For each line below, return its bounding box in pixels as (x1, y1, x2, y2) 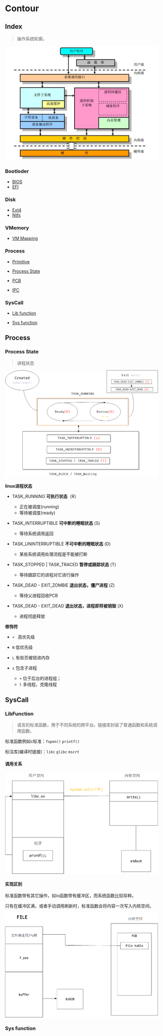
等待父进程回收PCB (19, 592, 58, 598)
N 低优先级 (12, 644, 33, 650)
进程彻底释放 (19, 613, 45, 619)
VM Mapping (12, 236, 38, 241)
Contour (5, 3, 39, 14)
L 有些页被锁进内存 (12, 654, 50, 660)
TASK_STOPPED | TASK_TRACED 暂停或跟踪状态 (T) (12, 561, 116, 567)
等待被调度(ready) (19, 510, 56, 516)
